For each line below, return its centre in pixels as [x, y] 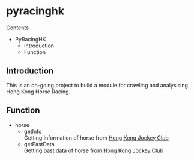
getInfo [33, 131]
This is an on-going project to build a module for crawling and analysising [97, 85]
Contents [17, 28]
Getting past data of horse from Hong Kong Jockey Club [94, 150]
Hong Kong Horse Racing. [38, 92]
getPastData [39, 144]
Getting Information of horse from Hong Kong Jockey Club [96, 138]
